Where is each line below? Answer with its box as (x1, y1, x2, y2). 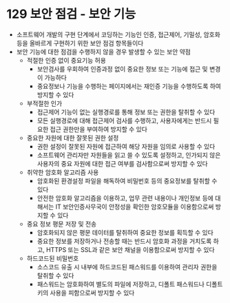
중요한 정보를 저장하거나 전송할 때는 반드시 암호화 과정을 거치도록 (36, 237, 212, 245)
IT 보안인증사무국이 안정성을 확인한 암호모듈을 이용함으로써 (55, 202, 214, 211)
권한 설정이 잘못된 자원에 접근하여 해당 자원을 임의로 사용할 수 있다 (36, 142, 216, 150)
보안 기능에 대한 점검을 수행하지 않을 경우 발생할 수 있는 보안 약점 (16, 48, 191, 56)
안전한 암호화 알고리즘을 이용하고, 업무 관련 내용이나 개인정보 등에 (36, 194, 214, 202)
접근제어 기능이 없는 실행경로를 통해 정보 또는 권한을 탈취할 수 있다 (36, 107, 216, 116)
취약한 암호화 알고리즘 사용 (26, 168, 99, 176)
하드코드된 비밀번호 (26, 254, 79, 262)
